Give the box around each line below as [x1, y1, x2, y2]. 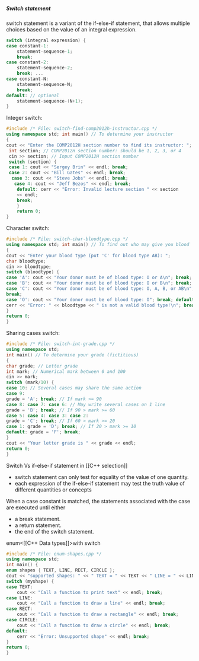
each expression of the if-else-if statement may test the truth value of [14, 480, 185, 487]
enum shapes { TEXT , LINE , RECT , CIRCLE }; [6, 567, 115, 573]
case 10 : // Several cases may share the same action [6, 385, 142, 391]
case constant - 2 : [6, 59, 49, 65]
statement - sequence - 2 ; [17, 65, 73, 71]
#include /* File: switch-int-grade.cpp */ [6, 341, 115, 347]
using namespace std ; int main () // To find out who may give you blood [6, 242, 190, 248]
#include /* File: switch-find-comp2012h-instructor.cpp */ [6, 126, 158, 132]
